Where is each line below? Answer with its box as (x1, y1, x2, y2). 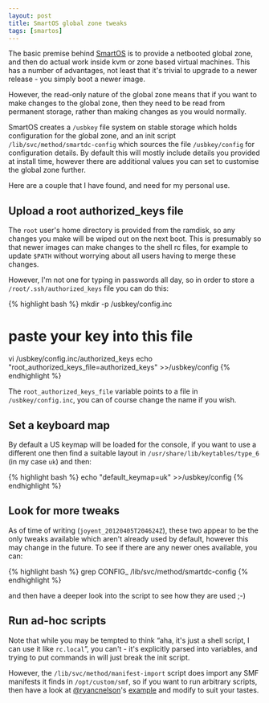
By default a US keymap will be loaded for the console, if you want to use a (8, 439, 257, 449)
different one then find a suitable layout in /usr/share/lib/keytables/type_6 (8, 448, 259, 458)
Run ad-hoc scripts (8, 614, 107, 627)
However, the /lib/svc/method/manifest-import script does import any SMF (8, 668, 259, 677)
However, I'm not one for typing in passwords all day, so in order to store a (8, 275, 255, 285)
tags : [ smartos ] (8, 27, 63, 35)
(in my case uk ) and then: (8, 456, 92, 466)
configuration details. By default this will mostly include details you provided (8, 148, 260, 157)
